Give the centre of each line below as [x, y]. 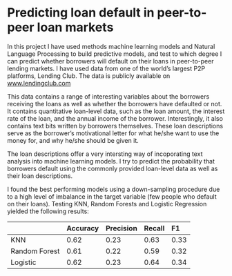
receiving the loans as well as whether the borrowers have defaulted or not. [115, 103]
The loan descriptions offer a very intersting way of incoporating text [105, 154]
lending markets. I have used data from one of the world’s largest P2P [106, 68]
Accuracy [83, 228]
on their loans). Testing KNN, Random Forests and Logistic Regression [107, 204]
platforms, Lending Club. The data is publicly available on [89, 76]
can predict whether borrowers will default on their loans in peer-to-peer [110, 61]
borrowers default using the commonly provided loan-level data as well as [113, 168]
